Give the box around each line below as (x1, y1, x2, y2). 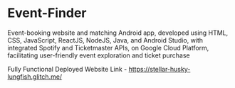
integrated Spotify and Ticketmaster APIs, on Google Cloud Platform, (7, 43, 209, 52)
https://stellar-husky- (128, 65, 191, 73)
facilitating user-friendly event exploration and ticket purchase (7, 51, 190, 60)
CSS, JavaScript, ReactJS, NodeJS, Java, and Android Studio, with (7, 35, 204, 44)
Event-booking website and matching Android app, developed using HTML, (7, 28, 229, 37)
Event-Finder (7, 5, 87, 21)
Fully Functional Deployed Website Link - (7, 65, 127, 73)
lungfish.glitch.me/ (7, 72, 63, 81)
